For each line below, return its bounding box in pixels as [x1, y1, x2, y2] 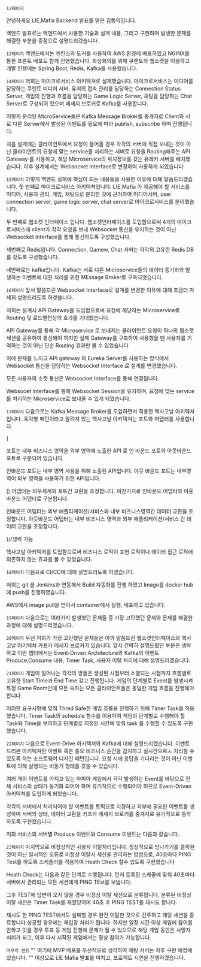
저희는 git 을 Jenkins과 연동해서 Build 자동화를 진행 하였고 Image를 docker [6, 581, 183, 588]
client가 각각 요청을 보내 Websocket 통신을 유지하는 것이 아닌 [32, 226, 176, 232]
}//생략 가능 [6, 536, 33, 542]
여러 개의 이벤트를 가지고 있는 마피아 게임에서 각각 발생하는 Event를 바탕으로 [6, 775, 184, 782]
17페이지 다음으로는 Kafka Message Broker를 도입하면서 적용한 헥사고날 [6, 408, 175, 415]
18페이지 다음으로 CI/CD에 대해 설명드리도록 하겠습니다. [6, 569, 135, 575]
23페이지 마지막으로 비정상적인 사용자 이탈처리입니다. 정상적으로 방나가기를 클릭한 [6, 844, 195, 850]
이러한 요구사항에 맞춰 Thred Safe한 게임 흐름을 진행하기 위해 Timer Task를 [6, 705, 184, 712]
